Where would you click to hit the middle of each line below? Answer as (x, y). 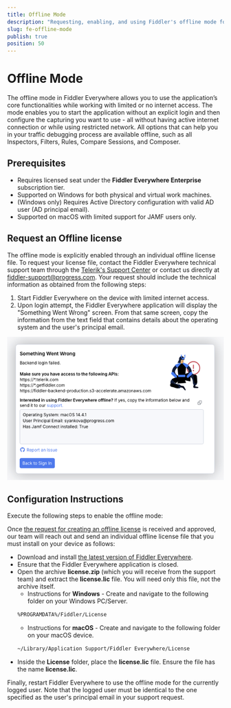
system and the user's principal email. (71, 327)
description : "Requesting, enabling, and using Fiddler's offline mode (112, 22)
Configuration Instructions (65, 499)
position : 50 (26, 44)
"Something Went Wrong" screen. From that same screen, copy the (112, 312)
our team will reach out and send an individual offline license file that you (111, 537)
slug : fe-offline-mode (40, 29)
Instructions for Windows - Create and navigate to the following (118, 594)
